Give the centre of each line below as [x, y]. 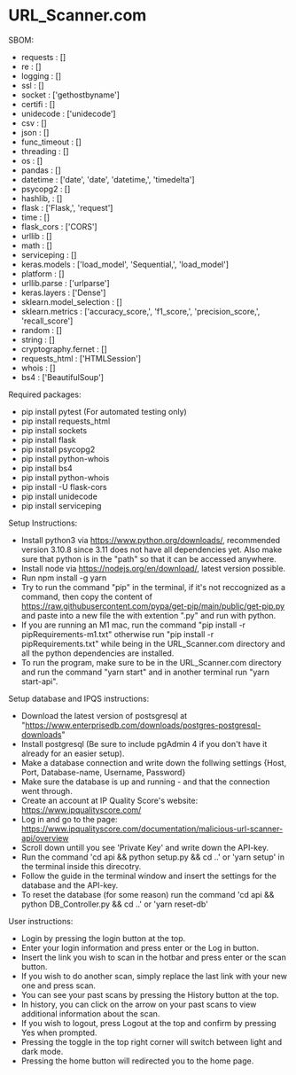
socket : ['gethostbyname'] [70, 95]
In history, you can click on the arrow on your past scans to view [139, 1004]
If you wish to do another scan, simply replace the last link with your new [154, 976]
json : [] [35, 132]
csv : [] [34, 123]
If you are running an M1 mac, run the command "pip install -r [133, 625]
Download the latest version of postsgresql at [104, 715]
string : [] [38, 339]
